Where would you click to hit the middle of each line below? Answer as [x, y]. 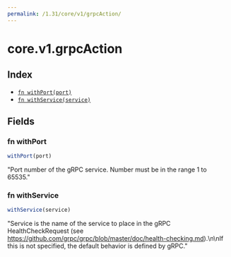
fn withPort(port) [45, 92]
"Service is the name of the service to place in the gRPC [89, 224]
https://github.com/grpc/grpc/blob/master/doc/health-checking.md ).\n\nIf [115, 239]
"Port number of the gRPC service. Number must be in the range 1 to [107, 169]
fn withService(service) [54, 100]
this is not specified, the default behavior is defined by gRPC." [97, 246]
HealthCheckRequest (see [46, 231]
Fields [21, 122]
